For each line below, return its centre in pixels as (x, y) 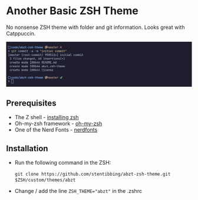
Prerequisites (31, 103)
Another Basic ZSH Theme (72, 11)
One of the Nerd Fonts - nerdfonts (56, 130)
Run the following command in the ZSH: (63, 163)
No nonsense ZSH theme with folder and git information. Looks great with (95, 27)
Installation (27, 148)
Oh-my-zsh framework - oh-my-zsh (58, 124)
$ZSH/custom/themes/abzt (45, 180)
